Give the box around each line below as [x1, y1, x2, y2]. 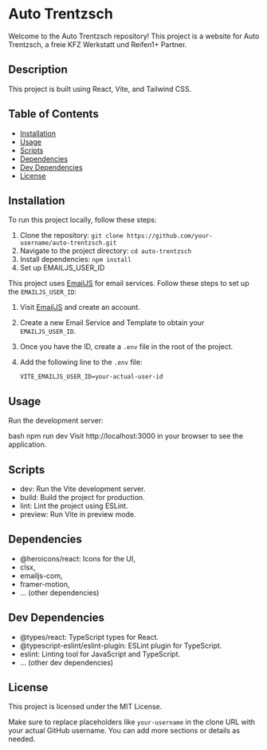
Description [8, 63, 68, 77]
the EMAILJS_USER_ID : [8, 287, 77, 296]
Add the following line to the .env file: [19, 357, 143, 367]
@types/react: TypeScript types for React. [19, 632, 159, 641]
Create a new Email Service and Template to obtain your [19, 318, 205, 327]
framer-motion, [19, 579, 70, 589]
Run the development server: [8, 416, 104, 426]
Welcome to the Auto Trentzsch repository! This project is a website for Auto [8, 31, 260, 41]
